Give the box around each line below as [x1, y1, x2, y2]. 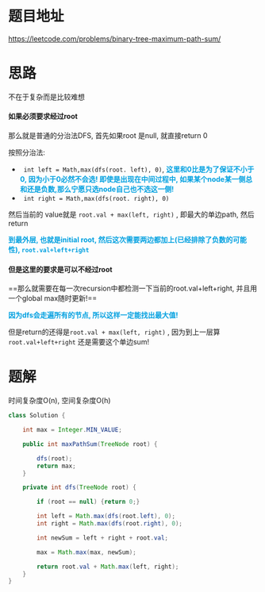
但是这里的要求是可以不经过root [8, 264, 113, 274]
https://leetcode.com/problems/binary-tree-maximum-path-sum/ [8, 33, 221, 44]
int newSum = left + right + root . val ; [36, 533, 169, 542]
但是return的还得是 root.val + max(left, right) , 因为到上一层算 [8, 327, 221, 337]
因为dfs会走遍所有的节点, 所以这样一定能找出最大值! [8, 310, 179, 320]
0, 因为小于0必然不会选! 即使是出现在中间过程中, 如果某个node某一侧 [19, 175, 246, 184]
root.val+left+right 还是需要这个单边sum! [8, 337, 149, 347]
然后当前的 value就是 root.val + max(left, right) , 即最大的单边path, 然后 [8, 210, 255, 219]
